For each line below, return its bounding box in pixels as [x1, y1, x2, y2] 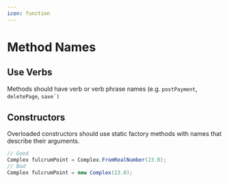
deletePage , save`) [7, 91, 60, 100]
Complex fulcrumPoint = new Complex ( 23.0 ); [7, 169, 133, 176]
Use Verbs [7, 66, 53, 79]
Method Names [7, 39, 96, 55]
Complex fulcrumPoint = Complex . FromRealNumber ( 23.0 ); [7, 156, 167, 164]
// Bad [7, 163, 26, 170]
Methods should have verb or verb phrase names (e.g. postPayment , [7, 85, 198, 93]
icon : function [7, 10, 51, 17]
